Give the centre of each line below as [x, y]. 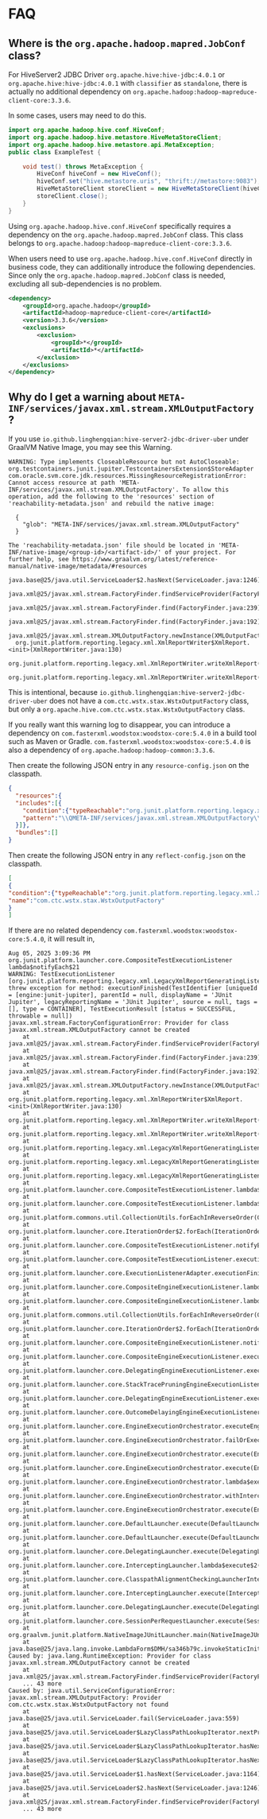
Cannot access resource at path [62, 483]
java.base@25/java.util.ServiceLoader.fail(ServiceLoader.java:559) [124, 1719]
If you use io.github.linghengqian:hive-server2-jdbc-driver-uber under [128, 439]
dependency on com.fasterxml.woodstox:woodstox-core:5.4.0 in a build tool [132, 733]
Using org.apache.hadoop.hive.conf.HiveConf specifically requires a [120, 226]
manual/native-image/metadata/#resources [78, 566]
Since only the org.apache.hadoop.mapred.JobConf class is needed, [117, 275]
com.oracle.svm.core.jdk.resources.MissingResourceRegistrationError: [128, 476]
